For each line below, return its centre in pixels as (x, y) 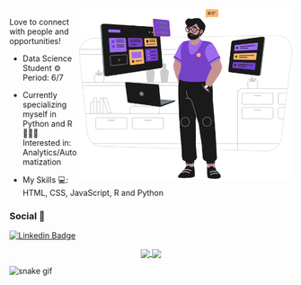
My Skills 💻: (45, 180)
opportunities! (35, 41)
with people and (39, 31)
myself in (39, 114)
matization (42, 162)
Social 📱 (27, 216)
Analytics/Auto (49, 152)
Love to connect (40, 22)
